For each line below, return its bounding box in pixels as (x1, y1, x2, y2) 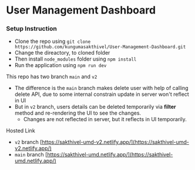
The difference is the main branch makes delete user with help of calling (14, 85, 189, 92)
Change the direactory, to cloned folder (14, 49, 110, 56)
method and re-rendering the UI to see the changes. (14, 109, 142, 116)
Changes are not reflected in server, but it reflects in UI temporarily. (23, 116, 187, 123)
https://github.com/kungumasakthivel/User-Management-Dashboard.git (14, 44, 186, 50)
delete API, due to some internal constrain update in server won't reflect (14, 91, 189, 98)
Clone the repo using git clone (14, 38, 91, 45)
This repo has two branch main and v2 (6, 73, 97, 80)
